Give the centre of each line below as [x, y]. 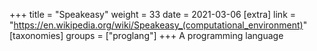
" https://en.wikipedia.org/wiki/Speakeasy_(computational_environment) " [158, 25]
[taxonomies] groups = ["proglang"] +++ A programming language [146, 35]
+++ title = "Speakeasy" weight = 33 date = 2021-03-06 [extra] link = [153, 14]
